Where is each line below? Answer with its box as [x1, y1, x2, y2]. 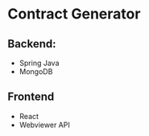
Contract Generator [7, 5, 141, 23]
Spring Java [19, 58, 60, 68]
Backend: [7, 37, 56, 51]
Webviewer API [19, 120, 70, 130]
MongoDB [19, 67, 53, 76]
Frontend [7, 90, 55, 104]
